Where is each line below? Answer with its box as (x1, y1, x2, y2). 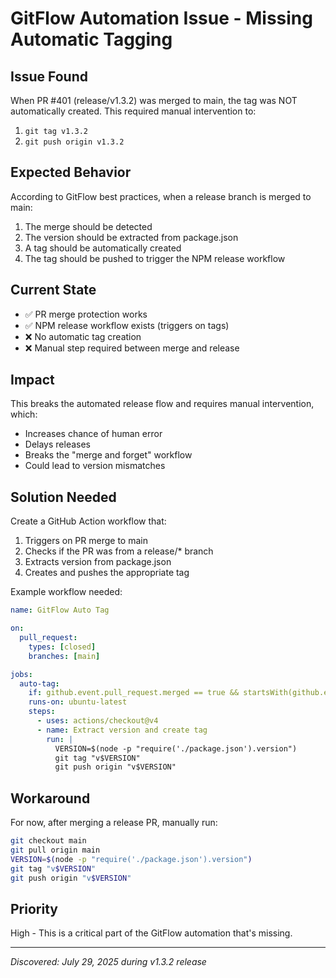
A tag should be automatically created (24, 242, 182, 254)
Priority (10, 900, 58, 917)
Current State (10, 282, 97, 299)
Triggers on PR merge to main (24, 535, 148, 547)
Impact (10, 372, 55, 389)
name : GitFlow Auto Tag (10, 605, 110, 616)
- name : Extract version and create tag (36, 725, 208, 735)
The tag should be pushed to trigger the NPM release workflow (24, 252, 286, 264)
